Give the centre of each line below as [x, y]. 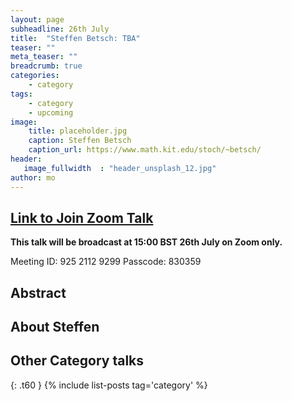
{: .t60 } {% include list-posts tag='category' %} [109, 385]
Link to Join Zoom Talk [82, 217]
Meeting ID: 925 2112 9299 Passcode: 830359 [106, 262]
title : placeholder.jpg [78, 131]
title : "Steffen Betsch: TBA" [75, 38]
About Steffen [55, 327]
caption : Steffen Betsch [80, 141]
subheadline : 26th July [60, 29]
